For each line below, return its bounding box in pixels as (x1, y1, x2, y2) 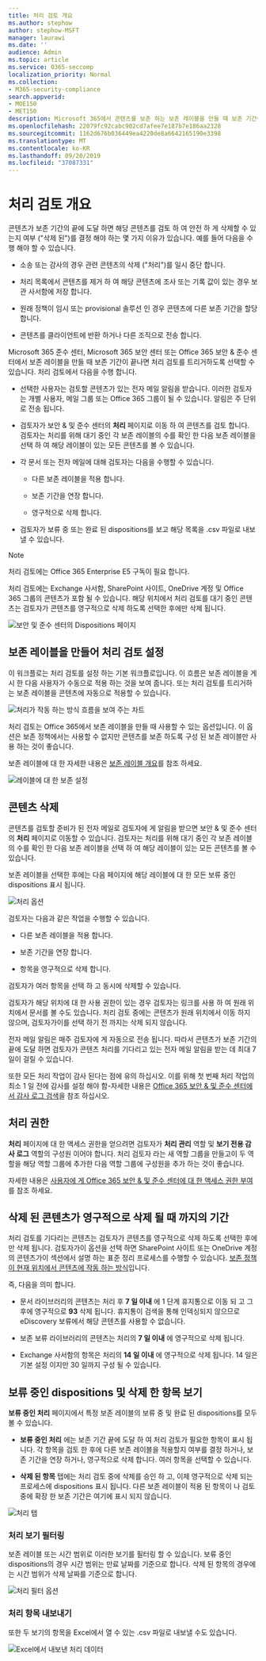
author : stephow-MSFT (8, 26, 80, 34)
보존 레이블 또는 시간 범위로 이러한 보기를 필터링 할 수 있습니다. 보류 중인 (8, 1549, 232, 1559)
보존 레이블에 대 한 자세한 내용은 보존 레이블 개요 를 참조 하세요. (8, 758, 203, 767)
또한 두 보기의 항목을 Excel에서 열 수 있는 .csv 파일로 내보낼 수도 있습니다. (8, 1627, 237, 1637)
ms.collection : (8, 78, 59, 86)
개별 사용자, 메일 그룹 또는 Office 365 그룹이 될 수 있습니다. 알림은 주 (28, 394, 241, 404)
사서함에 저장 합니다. (28, 287, 93, 297)
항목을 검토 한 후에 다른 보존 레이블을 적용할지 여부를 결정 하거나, (44, 1445, 245, 1455)
